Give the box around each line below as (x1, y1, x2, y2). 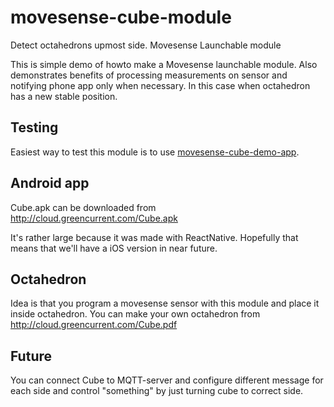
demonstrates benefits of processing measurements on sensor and (10, 69, 288, 81)
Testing (10, 119, 59, 136)
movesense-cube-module (10, 6, 232, 29)
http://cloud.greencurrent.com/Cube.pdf (10, 319, 178, 331)
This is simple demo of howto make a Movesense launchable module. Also (10, 58, 318, 70)
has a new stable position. (10, 90, 118, 102)
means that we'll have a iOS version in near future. (10, 242, 218, 254)
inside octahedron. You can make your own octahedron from (10, 308, 261, 320)
